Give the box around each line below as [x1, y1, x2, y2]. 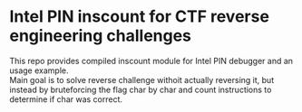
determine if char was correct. [9, 93, 123, 105]
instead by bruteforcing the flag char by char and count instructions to [9, 84, 272, 95]
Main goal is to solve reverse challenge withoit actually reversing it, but [9, 74, 275, 85]
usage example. [9, 65, 69, 76]
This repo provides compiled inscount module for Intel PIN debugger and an [9, 55, 293, 66]
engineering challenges [9, 25, 192, 46]
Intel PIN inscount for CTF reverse [9, 6, 270, 27]
